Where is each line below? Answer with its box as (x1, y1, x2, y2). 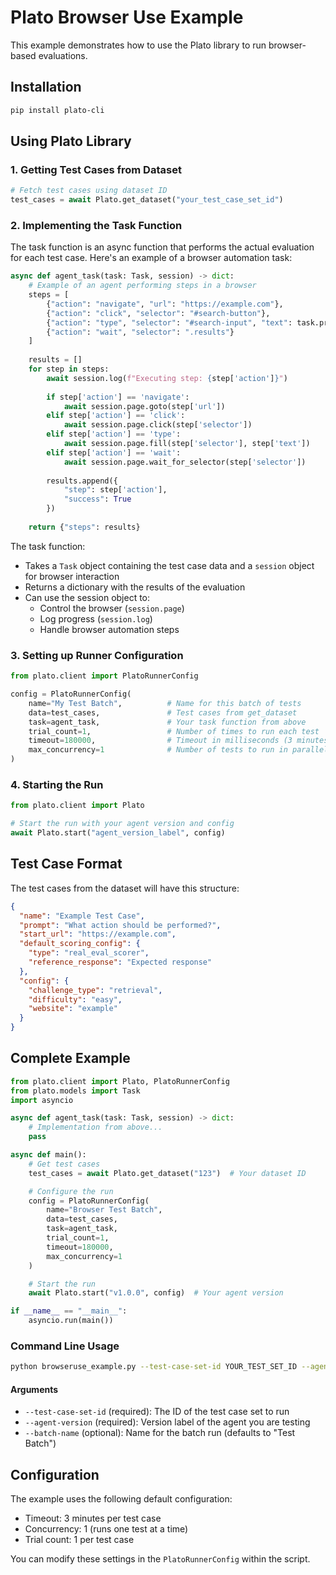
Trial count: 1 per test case (24, 1534, 135, 1546)
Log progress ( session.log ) (39, 612, 153, 625)
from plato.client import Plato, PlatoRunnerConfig (10, 1076, 230, 1086)
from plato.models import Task (10, 1086, 141, 1096)
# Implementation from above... (28, 1122, 163, 1133)
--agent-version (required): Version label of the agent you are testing (24, 1416, 311, 1428)
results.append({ (46, 476, 118, 486)
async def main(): (10, 1150, 87, 1160)
